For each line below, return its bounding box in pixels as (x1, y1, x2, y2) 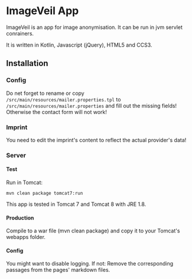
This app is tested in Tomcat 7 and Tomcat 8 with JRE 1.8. (6, 201, 147, 208)
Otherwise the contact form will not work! (6, 108, 108, 116)
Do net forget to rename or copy (6, 90, 84, 97)
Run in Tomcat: (6, 179, 43, 186)
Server (6, 151, 27, 159)
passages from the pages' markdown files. (6, 267, 110, 274)
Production (6, 214, 34, 221)
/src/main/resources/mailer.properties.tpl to (6, 96, 121, 103)
